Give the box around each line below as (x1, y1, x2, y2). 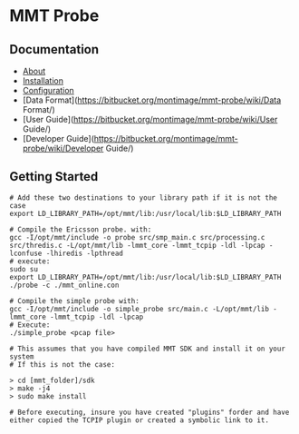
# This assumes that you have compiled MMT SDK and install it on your (9, 344, 285, 353)
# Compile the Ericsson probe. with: (9, 224, 152, 234)
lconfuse (9, 249, 43, 258)
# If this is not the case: (9, 360, 116, 369)
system (9, 351, 34, 361)
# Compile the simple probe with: (9, 296, 140, 305)
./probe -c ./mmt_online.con (9, 281, 120, 290)
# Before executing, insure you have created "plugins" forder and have (9, 408, 290, 417)
